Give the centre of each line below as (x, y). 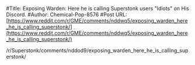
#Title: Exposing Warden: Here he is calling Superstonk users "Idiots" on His (98, 8)
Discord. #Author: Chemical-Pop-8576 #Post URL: (67, 15)
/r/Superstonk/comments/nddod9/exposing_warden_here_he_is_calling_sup (97, 50)
